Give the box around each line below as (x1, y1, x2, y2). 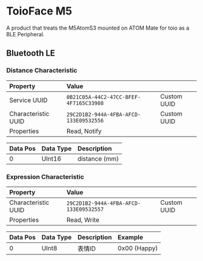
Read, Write (66, 216, 100, 224)
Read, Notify (66, 127, 102, 135)
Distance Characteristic (6, 66, 77, 75)
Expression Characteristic (6, 172, 85, 181)
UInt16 (41, 154, 62, 163)
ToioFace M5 (6, 4, 72, 18)
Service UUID (9, 95, 48, 104)
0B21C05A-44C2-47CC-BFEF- (66, 94, 141, 100)
